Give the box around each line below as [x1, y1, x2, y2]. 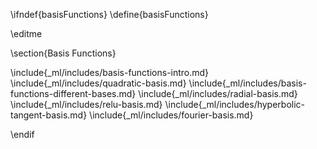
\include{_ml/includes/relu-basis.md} [10, 99, 163, 110]
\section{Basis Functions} [10, 47, 117, 59]
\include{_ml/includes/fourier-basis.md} [89, 109, 254, 121]
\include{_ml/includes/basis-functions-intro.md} [10, 67, 210, 78]
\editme [10, 28, 43, 39]
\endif [10, 129, 35, 140]
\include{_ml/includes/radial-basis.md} [138, 88, 298, 99]
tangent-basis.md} [10, 109, 88, 121]
